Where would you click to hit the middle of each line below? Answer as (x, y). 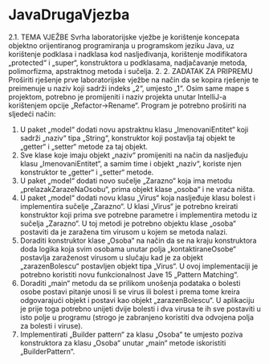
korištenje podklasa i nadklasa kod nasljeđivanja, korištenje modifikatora (128, 54)
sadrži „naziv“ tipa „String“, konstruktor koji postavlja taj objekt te (127, 137)
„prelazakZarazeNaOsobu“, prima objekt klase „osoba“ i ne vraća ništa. (137, 189)
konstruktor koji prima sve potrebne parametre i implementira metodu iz (139, 215)
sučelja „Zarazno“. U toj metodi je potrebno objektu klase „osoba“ (128, 223)
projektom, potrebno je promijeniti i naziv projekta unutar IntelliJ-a (118, 96)
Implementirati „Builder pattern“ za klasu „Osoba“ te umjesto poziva (131, 334)
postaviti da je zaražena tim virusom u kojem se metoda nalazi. (124, 231)
